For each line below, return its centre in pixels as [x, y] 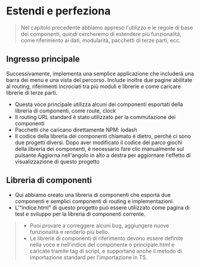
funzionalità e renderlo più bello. [69, 232]
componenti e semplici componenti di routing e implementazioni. [94, 201]
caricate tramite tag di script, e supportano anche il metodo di [106, 251]
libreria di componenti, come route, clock [65, 110]
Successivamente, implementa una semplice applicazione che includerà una [100, 74]
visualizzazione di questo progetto [57, 161]
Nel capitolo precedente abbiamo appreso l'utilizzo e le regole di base [107, 28]
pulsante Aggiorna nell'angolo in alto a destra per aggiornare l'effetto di [103, 155]
